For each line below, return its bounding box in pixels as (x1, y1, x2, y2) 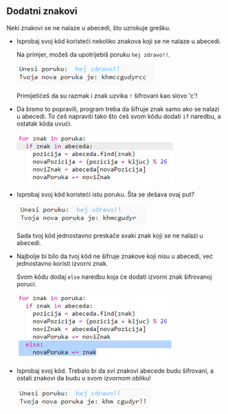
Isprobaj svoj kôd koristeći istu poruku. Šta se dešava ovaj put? (16, 190, 195, 198)
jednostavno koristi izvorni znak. (16, 259, 109, 267)
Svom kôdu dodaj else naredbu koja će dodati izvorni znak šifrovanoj (16, 273, 212, 281)
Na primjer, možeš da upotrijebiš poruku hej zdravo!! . (16, 50, 171, 58)
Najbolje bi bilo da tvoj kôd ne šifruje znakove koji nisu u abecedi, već (16, 252, 214, 260)
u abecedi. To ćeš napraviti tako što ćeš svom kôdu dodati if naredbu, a (16, 112, 221, 120)
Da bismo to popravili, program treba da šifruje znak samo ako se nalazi (16, 104, 220, 113)
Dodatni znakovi (6, 5, 78, 17)
